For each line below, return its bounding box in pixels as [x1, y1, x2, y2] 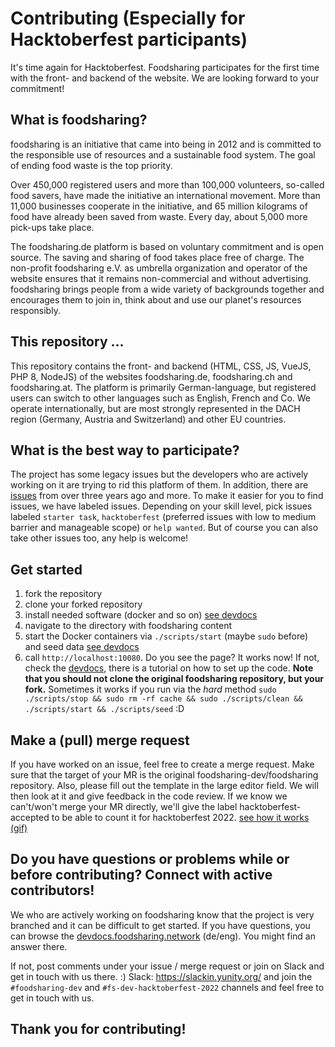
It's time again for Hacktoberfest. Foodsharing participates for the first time [10, 61, 320, 73]
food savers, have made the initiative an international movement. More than [10, 189, 321, 201]
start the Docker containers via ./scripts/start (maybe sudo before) [24, 630, 309, 642]
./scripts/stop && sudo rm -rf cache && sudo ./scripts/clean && [24, 694, 303, 704]
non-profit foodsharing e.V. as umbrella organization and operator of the [10, 262, 308, 274]
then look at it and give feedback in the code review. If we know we [10, 790, 288, 802]
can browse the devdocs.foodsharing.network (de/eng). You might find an [10, 930, 316, 942]
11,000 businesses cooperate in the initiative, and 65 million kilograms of [10, 200, 308, 212]
